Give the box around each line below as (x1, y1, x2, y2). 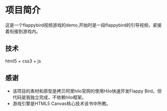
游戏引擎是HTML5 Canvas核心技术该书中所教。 (12, 100, 111, 106)
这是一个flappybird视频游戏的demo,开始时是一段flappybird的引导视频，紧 (5, 22, 157, 28)
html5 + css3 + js (5, 58, 41, 64)
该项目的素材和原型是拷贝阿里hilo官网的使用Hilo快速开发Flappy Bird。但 (12, 88, 162, 94)
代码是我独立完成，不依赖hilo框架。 (12, 94, 87, 100)
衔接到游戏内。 (9, 28, 41, 34)
